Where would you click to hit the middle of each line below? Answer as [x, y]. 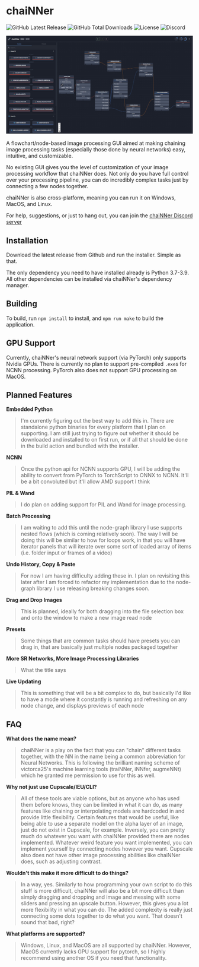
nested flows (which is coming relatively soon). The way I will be [99, 534]
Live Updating [24, 681]
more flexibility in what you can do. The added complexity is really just [106, 910]
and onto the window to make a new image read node [86, 618]
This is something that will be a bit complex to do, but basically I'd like [106, 693]
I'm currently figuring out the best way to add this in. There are [97, 421]
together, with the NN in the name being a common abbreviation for [103, 757]
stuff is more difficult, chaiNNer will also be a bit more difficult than [102, 891]
